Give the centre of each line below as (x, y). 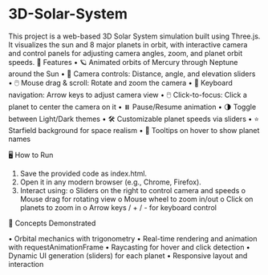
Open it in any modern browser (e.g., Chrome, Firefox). (111, 182)
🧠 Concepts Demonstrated (52, 223)
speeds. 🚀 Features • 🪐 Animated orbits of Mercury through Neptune (123, 62)
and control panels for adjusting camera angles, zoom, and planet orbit (126, 53)
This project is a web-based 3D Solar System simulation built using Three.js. (134, 36)
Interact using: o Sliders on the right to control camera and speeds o (133, 190)
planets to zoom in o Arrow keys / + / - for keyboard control (118, 207)
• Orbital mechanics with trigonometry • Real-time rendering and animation (133, 238)
